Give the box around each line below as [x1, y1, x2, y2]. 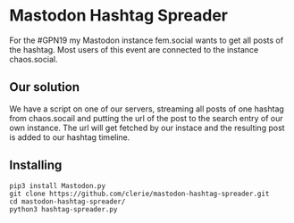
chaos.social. [9, 54, 58, 64]
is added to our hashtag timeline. [9, 131, 130, 143]
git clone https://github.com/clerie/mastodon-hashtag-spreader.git [9, 189, 270, 198]
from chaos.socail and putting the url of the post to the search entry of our [9, 112, 283, 123]
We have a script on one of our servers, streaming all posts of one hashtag [9, 103, 284, 114]
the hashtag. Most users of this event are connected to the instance [9, 44, 259, 54]
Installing [9, 158, 63, 173]
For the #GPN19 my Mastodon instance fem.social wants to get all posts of [9, 35, 284, 45]
